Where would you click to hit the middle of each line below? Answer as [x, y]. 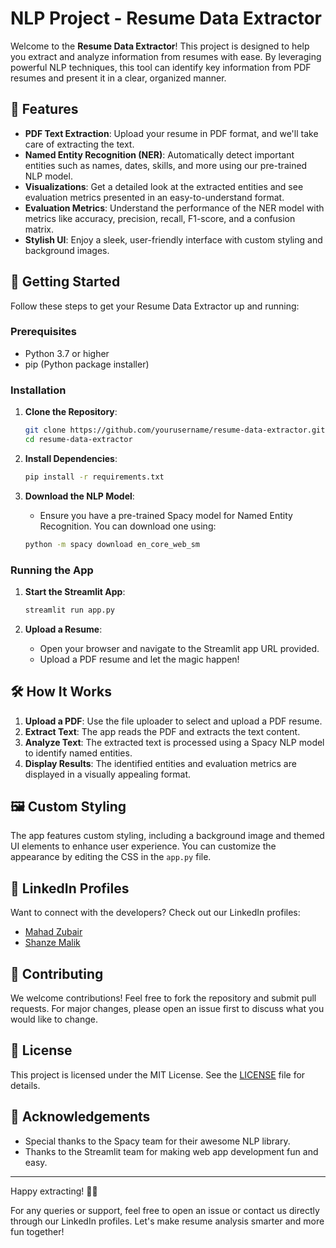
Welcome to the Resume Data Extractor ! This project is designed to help [160, 46]
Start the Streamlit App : [75, 591]
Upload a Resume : [63, 629]
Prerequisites [43, 332]
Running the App [52, 570]
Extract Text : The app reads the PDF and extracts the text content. [162, 731]
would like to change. [54, 1019]
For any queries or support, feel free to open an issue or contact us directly [165, 1210]
